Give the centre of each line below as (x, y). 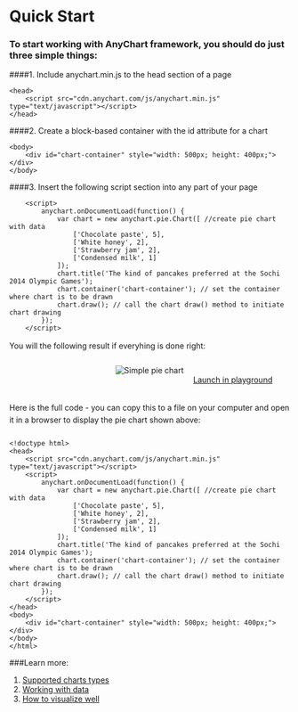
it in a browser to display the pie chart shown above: (105, 420)
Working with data (56, 690)
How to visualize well (60, 699)
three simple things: (53, 55)
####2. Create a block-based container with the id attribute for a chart (139, 131)
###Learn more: (39, 663)
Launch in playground (233, 380)
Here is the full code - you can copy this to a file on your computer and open (149, 408)
